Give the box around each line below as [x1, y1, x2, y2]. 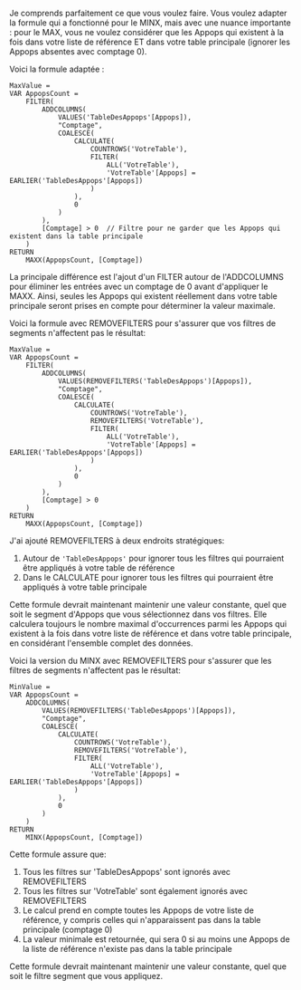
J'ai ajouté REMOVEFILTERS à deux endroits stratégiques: [9, 535, 225, 546]
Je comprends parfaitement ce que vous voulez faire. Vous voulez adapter [9, 8, 287, 18]
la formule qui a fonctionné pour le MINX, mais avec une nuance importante [9, 17, 291, 28]
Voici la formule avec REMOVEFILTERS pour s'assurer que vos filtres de [9, 318, 277, 329]
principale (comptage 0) [22, 924, 113, 935]
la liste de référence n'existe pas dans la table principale [22, 944, 232, 954]
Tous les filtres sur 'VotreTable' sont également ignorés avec [22, 886, 249, 896]
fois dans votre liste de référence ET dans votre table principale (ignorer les [9, 36, 291, 47]
